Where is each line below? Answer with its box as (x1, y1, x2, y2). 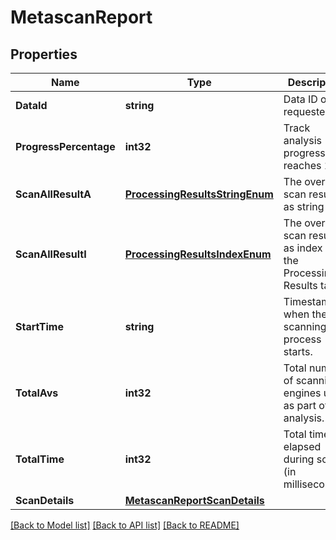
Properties (10, 46, 78, 63)
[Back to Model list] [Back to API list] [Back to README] (10, 519, 240, 531)
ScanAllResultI (15, 247, 87, 261)
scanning (283, 320, 327, 333)
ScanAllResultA (15, 187, 92, 201)
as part (283, 399, 317, 412)
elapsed (283, 440, 322, 453)
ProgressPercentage (15, 140, 116, 153)
